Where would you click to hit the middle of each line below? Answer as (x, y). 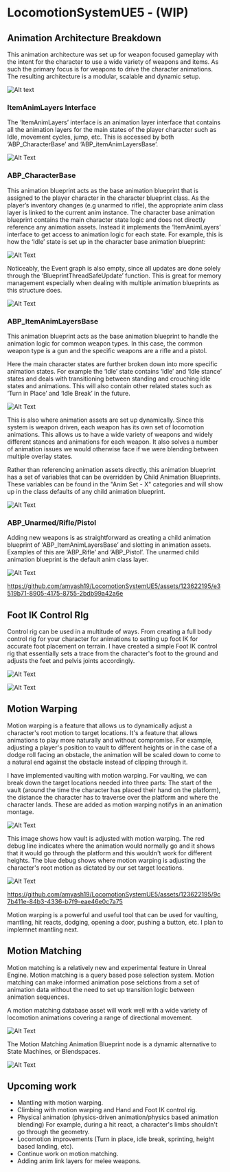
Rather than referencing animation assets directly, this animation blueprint (112, 469)
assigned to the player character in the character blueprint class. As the (108, 198)
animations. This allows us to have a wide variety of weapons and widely (110, 434)
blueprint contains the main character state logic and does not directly (106, 219)
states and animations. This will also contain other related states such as (110, 385)
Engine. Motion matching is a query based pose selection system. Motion (111, 975)
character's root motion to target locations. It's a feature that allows (102, 732)
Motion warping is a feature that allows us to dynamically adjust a (100, 725)
